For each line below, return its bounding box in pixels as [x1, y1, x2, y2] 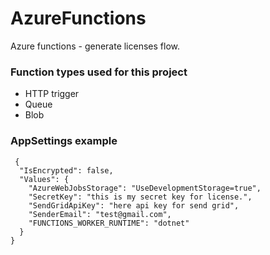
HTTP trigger [24, 88, 80, 100]
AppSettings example [10, 134, 118, 148]
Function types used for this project [10, 65, 188, 79]
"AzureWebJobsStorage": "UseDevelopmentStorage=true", [28, 183, 262, 193]
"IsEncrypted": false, [19, 165, 114, 176]
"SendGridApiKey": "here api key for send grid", [28, 200, 240, 211]
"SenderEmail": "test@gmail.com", [28, 209, 172, 219]
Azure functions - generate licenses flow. [10, 40, 180, 52]
